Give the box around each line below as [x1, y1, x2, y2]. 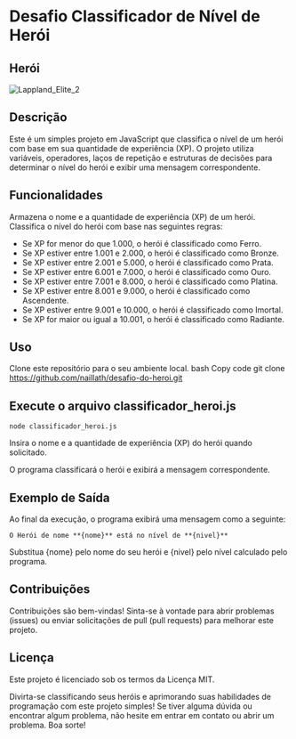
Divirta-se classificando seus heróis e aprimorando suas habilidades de [9, 691, 271, 702]
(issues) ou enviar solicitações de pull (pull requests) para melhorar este [9, 614, 274, 625]
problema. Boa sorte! [9, 719, 86, 730]
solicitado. [9, 447, 47, 458]
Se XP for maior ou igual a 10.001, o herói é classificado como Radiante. [21, 313, 284, 324]
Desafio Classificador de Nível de [9, 6, 260, 27]
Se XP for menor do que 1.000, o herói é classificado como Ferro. [21, 238, 262, 248]
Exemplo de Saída [9, 490, 110, 505]
